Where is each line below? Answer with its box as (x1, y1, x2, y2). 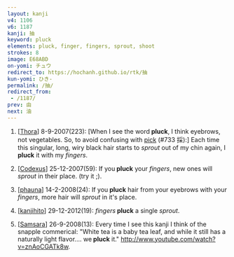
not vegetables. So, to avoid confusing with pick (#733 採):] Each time (17, 135, 220, 144)
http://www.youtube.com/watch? (121, 235, 216, 243)
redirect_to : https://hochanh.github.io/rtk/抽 (7, 69, 148, 76)
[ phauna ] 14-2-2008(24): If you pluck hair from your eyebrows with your (17, 185, 228, 193)
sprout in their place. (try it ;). (17, 172, 102, 180)
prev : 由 (7, 102, 32, 109)
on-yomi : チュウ (7, 62, 52, 69)
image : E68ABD (7, 56, 49, 63)
